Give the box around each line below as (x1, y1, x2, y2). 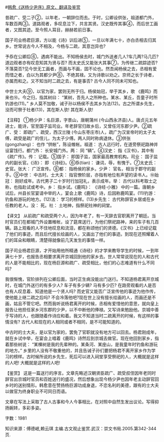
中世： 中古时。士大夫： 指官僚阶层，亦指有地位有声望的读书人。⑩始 (19, 172, 159, 178)
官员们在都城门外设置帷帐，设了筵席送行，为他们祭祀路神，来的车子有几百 (9, 219, 159, 224)
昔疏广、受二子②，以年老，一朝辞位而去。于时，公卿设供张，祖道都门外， (5, 15, 157, 20)
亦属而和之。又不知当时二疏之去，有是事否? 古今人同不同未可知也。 (5, 78, 142, 84)
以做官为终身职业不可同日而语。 (5, 388, 69, 394)
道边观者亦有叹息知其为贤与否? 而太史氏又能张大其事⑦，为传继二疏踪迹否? (5, 60, 158, 65)
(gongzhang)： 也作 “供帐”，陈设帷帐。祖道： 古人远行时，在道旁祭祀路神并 (5, 141, 158, 147)
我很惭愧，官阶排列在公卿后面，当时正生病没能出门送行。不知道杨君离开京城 (5, 276, 159, 282)
